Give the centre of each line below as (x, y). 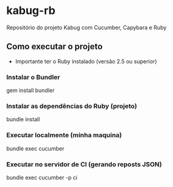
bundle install (23, 119)
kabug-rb (31, 11)
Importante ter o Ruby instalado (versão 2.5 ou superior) (86, 61)
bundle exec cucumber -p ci (42, 177)
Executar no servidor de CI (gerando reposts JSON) (84, 164)
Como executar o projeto (54, 47)
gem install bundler (31, 90)
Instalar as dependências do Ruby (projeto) (72, 106)
